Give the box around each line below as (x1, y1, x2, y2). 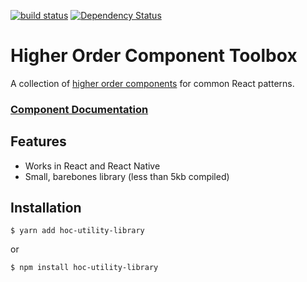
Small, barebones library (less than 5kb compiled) (24, 170, 230, 182)
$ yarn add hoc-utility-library (10, 226, 145, 236)
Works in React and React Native (24, 160, 161, 172)
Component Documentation (10, 102, 149, 116)
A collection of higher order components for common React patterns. (10, 77, 295, 89)
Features (10, 133, 67, 150)
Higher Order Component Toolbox (10, 45, 298, 67)
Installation (10, 200, 82, 217)
